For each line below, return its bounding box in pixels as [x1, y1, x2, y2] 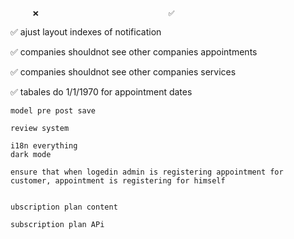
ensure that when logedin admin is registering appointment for [10, 167, 284, 177]
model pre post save [10, 106, 97, 116]
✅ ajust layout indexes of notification [10, 26, 162, 38]
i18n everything [10, 141, 78, 151]
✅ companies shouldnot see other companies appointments [10, 46, 258, 58]
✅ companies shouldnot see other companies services [10, 66, 237, 78]
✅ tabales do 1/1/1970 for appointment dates [10, 86, 193, 98]
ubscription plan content [10, 202, 118, 212]
